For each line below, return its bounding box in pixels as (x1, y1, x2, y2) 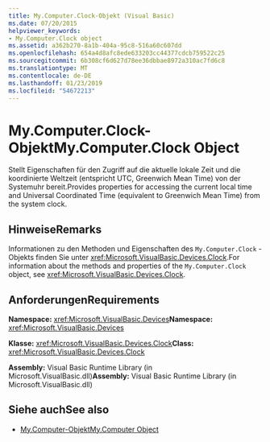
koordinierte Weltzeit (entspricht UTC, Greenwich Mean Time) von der (8, 174, 241, 184)
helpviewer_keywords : (8, 27, 81, 35)
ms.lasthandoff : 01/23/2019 (8, 79, 103, 87)
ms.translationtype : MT (8, 64, 89, 72)
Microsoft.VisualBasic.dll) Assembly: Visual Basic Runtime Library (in (8, 371, 237, 381)
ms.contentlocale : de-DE (8, 72, 92, 80)
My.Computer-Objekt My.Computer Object (19, 424, 160, 434)
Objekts (8, 253, 35, 262)
